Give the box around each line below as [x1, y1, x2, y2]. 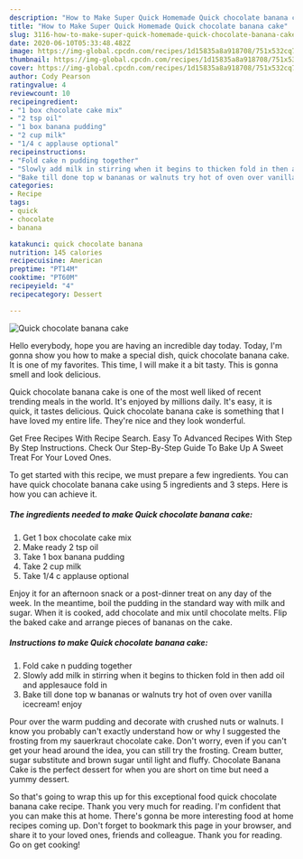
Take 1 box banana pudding [22, 551, 125, 562]
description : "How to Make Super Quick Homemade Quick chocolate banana [9, 13, 289, 23]
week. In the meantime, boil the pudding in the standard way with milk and [9, 597, 286, 608]
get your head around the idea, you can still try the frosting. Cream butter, [9, 744, 284, 755]
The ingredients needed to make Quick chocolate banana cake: [9, 509, 253, 520]
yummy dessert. [9, 773, 70, 784]
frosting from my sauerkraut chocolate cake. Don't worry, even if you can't [9, 735, 287, 746]
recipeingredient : [9, 97, 78, 107]
